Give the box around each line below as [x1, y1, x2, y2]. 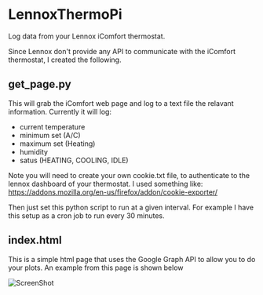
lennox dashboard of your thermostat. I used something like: [8, 179, 203, 188]
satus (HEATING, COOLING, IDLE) [19, 155, 129, 165]
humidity [19, 147, 49, 156]
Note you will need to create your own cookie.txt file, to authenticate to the [8, 170, 250, 180]
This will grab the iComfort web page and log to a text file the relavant [8, 98, 234, 107]
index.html [8, 234, 62, 247]
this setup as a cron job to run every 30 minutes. [8, 210, 165, 220]
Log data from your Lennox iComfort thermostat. [8, 31, 166, 41]
